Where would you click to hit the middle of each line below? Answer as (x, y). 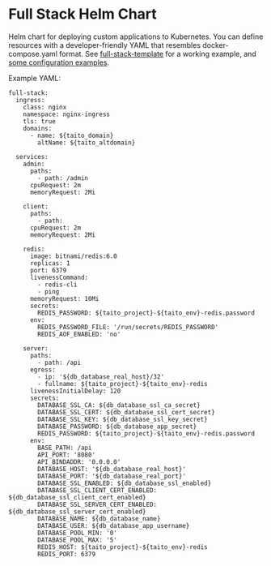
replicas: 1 (50, 263)
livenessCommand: (59, 277)
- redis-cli (58, 285)
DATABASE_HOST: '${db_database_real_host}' (112, 469)
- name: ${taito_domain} (72, 135)
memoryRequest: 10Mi (64, 298)
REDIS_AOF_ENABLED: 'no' (79, 334)
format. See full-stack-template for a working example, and (158, 54)
